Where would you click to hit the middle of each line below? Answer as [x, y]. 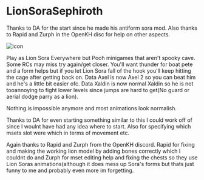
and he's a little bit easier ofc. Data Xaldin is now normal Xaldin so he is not [100, 84]
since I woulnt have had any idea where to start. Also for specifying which [99, 126]
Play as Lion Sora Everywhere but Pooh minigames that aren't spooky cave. [101, 58]
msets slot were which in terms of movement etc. [68, 133]
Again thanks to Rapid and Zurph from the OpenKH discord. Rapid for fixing [101, 144]
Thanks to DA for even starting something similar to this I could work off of [100, 120]
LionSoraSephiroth [55, 11]
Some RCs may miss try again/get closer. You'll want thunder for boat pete [100, 64]
